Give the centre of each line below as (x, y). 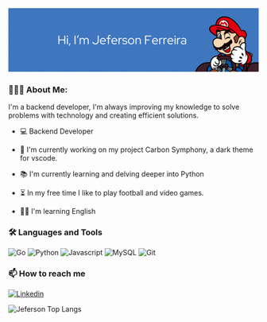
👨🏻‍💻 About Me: (38, 89)
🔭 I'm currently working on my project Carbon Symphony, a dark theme (136, 149)
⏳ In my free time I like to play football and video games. (112, 192)
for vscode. (39, 157)
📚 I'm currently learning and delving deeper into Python (112, 173)
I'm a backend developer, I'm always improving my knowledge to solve (124, 107)
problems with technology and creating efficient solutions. (103, 115)
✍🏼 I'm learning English (58, 211)
